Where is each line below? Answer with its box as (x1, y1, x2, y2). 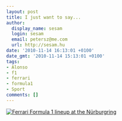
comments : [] (6, 92, 39, 98)
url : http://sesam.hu (11, 42, 65, 48)
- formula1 (6, 81, 33, 87)
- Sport (6, 86, 26, 92)
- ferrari (6, 75, 31, 81)
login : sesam (11, 31, 44, 37)
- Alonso (6, 64, 28, 70)
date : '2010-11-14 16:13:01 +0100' (6, 48, 95, 54)
